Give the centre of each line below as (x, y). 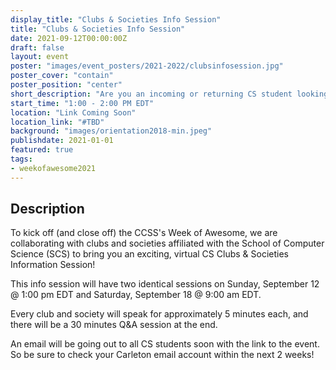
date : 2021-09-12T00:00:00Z (69, 38)
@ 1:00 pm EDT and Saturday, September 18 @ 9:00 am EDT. (136, 295)
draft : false (37, 47)
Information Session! (53, 265)
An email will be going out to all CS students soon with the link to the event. (165, 344)
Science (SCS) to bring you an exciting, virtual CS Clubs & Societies (149, 254)
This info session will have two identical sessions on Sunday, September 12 (165, 284)
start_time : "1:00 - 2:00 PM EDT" (82, 103)
